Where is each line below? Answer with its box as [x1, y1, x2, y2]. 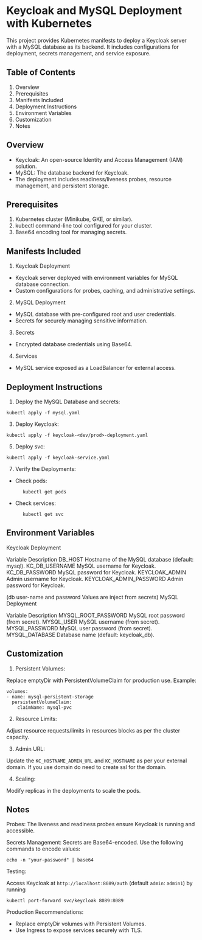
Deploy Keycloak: [15, 420, 59, 428]
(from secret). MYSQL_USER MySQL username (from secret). [6, 618, 160, 625]
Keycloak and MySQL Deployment [6, 4, 183, 18]
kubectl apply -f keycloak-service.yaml [6, 454, 111, 461]
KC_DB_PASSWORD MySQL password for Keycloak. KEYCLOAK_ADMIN [6, 568, 187, 576]
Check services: [15, 500, 56, 507]
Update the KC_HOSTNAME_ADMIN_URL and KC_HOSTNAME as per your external [6, 757, 187, 764]
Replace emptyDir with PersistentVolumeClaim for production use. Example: [6, 677, 197, 684]
